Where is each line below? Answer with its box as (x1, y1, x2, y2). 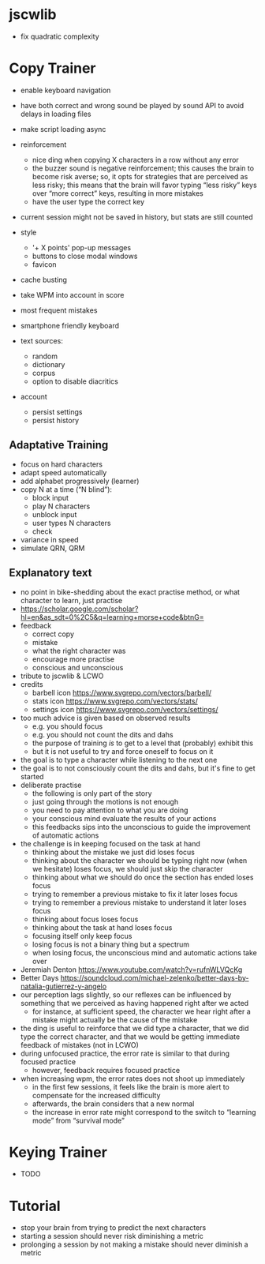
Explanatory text (9, 566, 92, 579)
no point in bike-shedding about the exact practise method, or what (20, 587, 240, 597)
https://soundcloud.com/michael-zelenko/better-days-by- (60, 973, 249, 982)
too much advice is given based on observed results (20, 713, 192, 722)
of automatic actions (32, 831, 99, 840)
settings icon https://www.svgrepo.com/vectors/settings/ (32, 704, 218, 714)
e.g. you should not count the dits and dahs (32, 730, 174, 739)
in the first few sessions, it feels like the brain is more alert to (32, 1082, 230, 1091)
